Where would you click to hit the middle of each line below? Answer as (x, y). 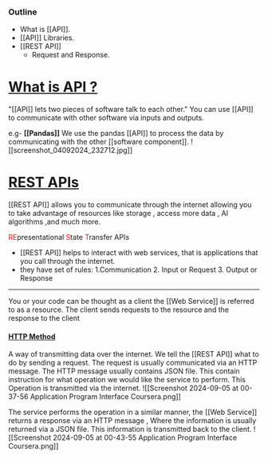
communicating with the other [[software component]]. (99, 142)
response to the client (44, 318)
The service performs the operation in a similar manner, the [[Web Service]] (133, 412)
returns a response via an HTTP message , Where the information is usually (132, 421)
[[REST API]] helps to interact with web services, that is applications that (139, 253)
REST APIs (44, 183)
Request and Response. (71, 55)
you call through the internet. (67, 261)
